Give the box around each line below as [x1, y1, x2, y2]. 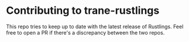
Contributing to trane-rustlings [6, 4, 160, 17]
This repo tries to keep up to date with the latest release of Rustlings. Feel [6, 23, 184, 30]
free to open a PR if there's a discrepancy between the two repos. [6, 29, 165, 36]
